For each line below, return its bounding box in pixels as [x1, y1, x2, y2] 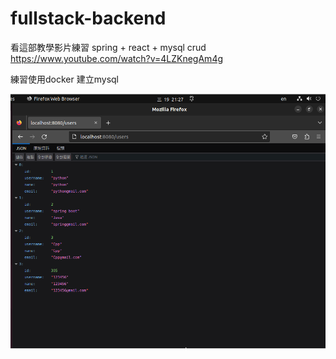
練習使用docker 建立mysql [10, 73, 119, 85]
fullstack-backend [10, 7, 167, 30]
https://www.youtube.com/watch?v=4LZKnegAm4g [10, 52, 224, 64]
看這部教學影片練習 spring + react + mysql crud [10, 41, 207, 53]
